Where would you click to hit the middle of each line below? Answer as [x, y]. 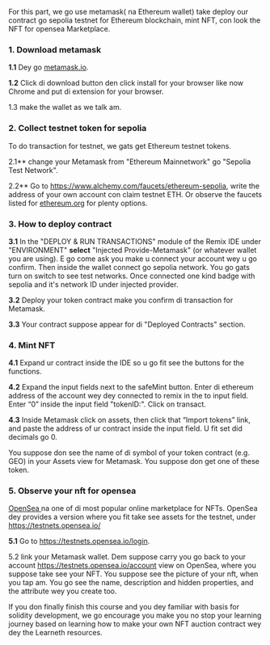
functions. [25, 372]
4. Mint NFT [32, 345]
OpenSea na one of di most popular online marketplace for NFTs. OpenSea [133, 508]
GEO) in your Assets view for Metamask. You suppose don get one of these [134, 462]
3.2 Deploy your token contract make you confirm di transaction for [121, 300]
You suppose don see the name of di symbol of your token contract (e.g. [129, 453]
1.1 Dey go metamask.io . [49, 67]
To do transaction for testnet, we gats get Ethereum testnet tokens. [120, 145]
